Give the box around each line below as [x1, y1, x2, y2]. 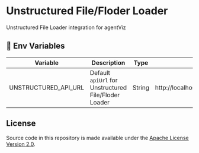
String [132, 83, 150, 91]
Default [89, 68, 111, 76]
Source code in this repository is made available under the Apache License [6, 134, 190, 141]
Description [91, 58, 126, 66]
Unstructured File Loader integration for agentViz [6, 24, 126, 31]
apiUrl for [89, 76, 118, 84]
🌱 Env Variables [6, 41, 65, 51]
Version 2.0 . [6, 141, 36, 148]
